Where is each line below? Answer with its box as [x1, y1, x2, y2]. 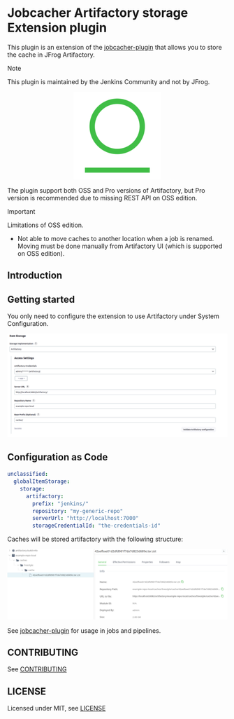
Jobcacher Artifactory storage [7, 5, 189, 21]
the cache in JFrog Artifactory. [7, 50, 96, 59]
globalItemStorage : [13, 478, 71, 485]
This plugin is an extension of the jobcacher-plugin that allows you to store [7, 43, 222, 51]
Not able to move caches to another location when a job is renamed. [17, 234, 214, 242]
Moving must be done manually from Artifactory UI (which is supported [17, 242, 223, 250]
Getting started [7, 293, 75, 306]
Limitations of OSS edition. [7, 221, 84, 229]
